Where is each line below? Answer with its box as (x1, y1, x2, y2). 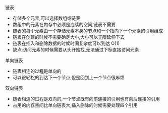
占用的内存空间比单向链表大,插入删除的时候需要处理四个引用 (12, 102, 138, 108)
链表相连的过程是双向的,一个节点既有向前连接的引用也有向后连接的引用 (12, 96, 160, 102)
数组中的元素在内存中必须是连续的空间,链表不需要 (12, 22, 116, 27)
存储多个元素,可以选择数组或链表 (12, 15, 81, 21)
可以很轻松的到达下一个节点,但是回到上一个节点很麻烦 (12, 75, 125, 80)
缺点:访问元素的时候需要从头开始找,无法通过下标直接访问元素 (12, 47, 139, 52)
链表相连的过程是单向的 (12, 68, 62, 74)
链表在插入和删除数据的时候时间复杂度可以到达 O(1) (12, 40, 120, 46)
